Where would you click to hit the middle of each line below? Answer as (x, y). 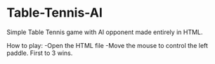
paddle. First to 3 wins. (40, 53)
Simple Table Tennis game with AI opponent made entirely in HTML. (105, 32)
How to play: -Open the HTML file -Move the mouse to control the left (107, 45)
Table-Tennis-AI (54, 13)
